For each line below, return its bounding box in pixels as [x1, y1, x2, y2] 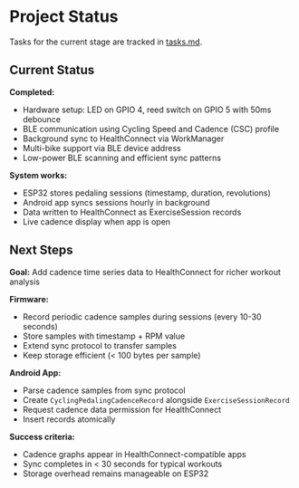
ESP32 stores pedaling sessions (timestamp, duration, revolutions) [22, 187, 271, 198]
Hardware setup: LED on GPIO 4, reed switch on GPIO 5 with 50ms [22, 104, 272, 115]
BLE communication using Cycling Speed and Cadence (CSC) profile [22, 123, 279, 134]
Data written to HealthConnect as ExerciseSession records [22, 206, 242, 217]
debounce [22, 113, 62, 124]
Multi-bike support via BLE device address [22, 142, 181, 153]
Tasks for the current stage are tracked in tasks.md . [9, 36, 203, 47]
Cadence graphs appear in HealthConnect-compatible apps [22, 448, 246, 459]
